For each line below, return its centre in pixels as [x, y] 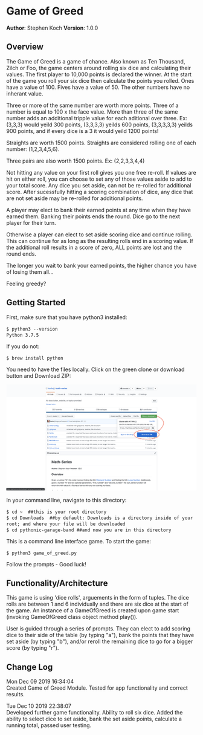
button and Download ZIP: [39, 375]
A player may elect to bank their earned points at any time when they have [99, 210]
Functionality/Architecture [57, 583]
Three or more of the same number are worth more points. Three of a [92, 105]
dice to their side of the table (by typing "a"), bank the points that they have [100, 635]
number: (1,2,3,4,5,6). [33, 149]
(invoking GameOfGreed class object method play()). [72, 617]
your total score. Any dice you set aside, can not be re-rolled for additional [99, 185]
